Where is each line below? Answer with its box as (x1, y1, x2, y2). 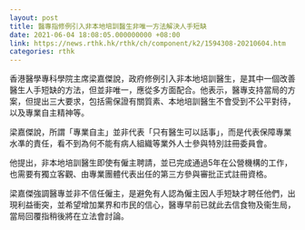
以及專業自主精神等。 (9, 107, 89, 118)
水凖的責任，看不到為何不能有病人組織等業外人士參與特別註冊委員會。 (9, 138, 272, 149)
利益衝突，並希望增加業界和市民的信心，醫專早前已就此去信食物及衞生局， (16, 199, 296, 210)
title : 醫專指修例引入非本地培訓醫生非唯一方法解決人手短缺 (9, 22, 207, 31)
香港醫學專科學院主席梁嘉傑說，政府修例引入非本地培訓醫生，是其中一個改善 (9, 74, 296, 85)
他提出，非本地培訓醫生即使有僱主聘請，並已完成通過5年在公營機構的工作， (9, 157, 293, 168)
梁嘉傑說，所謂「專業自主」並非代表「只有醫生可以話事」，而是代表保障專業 (9, 126, 292, 137)
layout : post (9, 13, 59, 23)
